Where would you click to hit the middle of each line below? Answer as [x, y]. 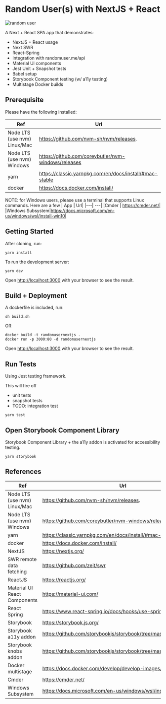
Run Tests [21, 364]
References [23, 472]
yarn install [19, 252]
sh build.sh [17, 317]
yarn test [15, 415]
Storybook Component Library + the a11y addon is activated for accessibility [83, 442]
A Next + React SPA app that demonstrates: [49, 32]
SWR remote [22, 559]
